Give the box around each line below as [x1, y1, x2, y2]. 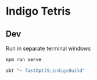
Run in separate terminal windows [5, 45, 91, 52]
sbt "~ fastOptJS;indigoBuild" [5, 67, 85, 74]
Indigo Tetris [5, 4, 71, 18]
